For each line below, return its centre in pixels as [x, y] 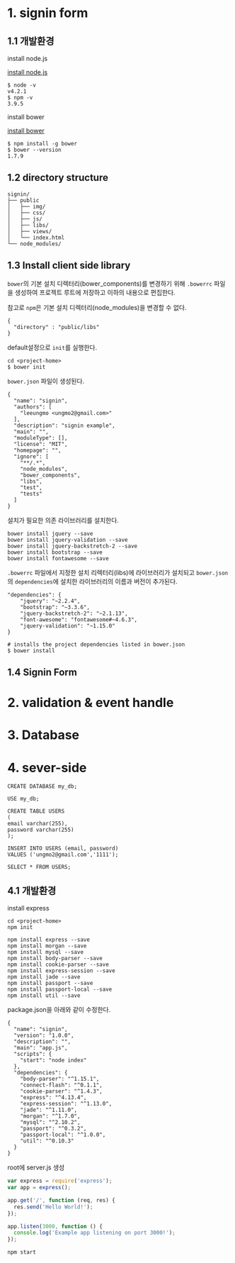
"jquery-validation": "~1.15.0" [68, 625]
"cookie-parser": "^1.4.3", [61, 1091]
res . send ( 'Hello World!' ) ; [53, 1207]
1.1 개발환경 [31, 41]
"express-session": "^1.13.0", [66, 1104]
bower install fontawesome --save [58, 558]
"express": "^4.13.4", [53, 1098]
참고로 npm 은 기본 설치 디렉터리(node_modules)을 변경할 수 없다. [97, 307]
